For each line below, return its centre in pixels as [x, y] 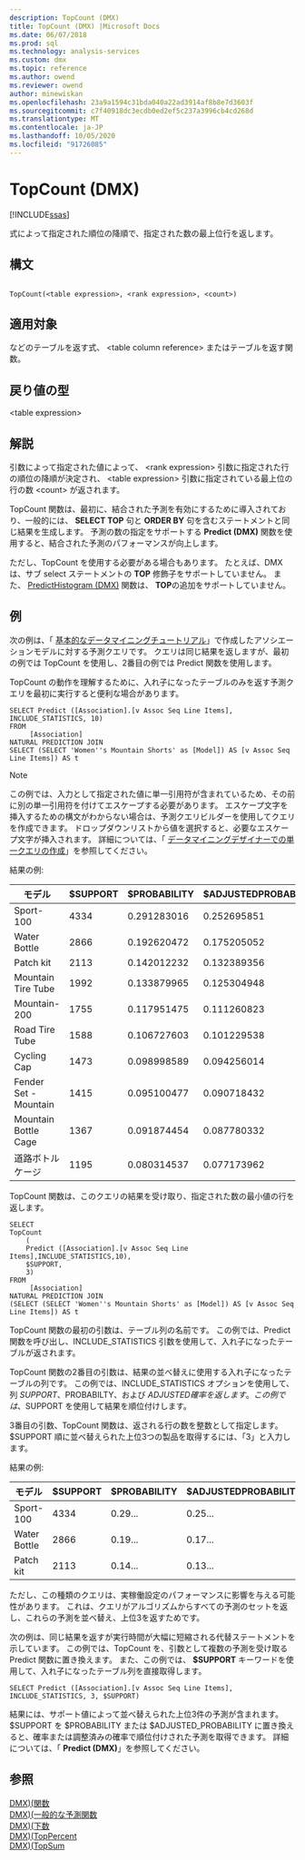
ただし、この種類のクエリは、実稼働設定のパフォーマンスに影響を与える [144, 1595]
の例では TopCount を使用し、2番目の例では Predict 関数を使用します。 [143, 663]
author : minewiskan [46, 93]
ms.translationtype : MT [54, 119]
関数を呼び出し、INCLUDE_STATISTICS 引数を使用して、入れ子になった [143, 1341]
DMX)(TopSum [37, 1845]
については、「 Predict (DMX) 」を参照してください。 [107, 1747]
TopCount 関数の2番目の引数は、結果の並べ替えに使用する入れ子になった [147, 1372]
